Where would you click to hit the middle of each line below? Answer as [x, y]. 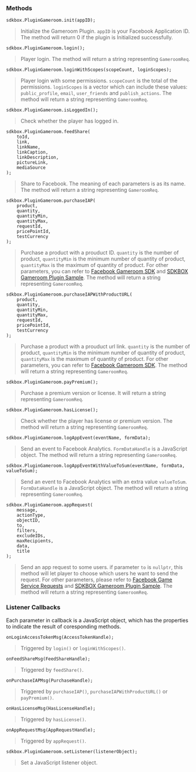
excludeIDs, [31, 536]
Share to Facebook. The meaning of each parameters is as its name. [103, 184]
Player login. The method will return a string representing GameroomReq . [105, 59]
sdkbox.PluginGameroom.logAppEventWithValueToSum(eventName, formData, [95, 466]
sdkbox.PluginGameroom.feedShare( [48, 132]
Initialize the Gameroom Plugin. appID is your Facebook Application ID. [105, 31]
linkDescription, [38, 158]
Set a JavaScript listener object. [59, 762]
